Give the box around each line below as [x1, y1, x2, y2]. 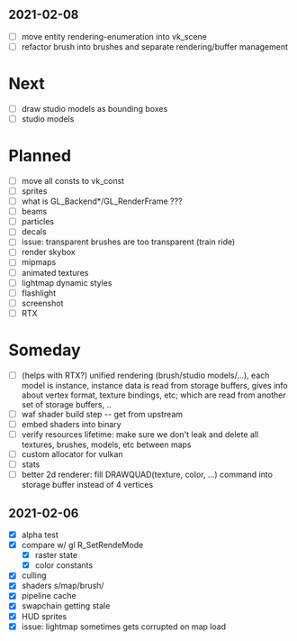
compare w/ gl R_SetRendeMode [21, 540, 144, 551]
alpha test [21, 529, 59, 540]
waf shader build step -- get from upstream [21, 408, 184, 419]
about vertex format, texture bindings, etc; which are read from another [21, 389, 286, 400]
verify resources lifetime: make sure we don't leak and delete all [21, 428, 259, 440]
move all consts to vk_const [21, 175, 125, 186]
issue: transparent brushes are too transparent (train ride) [21, 236, 236, 247]
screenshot [21, 298, 64, 308]
